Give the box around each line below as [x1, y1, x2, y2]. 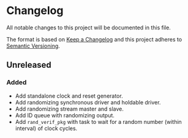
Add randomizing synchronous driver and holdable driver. [15, 98, 161, 106]
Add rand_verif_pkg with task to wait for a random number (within [15, 118, 182, 125]
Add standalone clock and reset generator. [15, 92, 124, 100]
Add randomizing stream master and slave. [15, 105, 124, 112]
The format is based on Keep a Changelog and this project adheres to [6, 35, 182, 43]
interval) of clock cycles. [15, 125, 78, 132]
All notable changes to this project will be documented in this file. [6, 24, 171, 31]
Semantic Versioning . [6, 42, 60, 49]
